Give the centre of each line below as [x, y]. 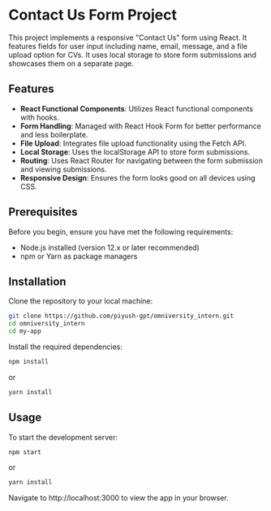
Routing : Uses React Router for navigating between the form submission [142, 160]
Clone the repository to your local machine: [81, 301]
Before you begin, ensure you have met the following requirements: [121, 231]
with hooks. [39, 117]
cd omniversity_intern [47, 324]
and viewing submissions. [63, 169]
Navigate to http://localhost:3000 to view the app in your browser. [118, 498]
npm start [25, 452]
